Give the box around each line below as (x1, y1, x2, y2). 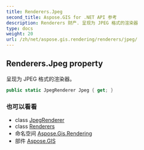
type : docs (6, 25, 33, 32)
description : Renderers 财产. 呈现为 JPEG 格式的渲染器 (6, 20, 139, 26)
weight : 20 (6, 31, 33, 37)
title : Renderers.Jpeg (6, 8, 63, 15)
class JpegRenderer (14, 116, 65, 123)
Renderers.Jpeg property (6, 59, 103, 69)
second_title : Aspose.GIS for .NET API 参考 (6, 14, 117, 20)
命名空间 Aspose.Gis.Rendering (14, 130, 93, 137)
